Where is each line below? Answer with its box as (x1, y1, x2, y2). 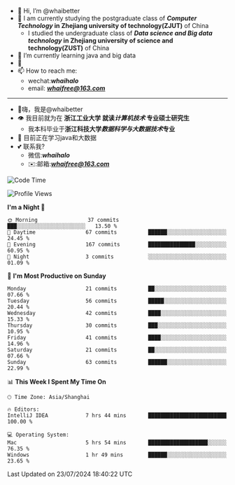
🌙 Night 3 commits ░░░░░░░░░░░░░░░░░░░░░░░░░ (7, 253, 227, 260)
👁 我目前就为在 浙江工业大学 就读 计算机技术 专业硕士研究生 (17, 114, 190, 122)
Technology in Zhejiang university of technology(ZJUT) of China (17, 22, 209, 29)
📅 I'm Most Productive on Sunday (7, 272, 106, 280)
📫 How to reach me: (17, 66, 78, 75)
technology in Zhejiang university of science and (27, 36, 173, 45)
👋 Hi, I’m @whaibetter (17, 7, 80, 15)
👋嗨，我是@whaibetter (17, 105, 83, 113)
